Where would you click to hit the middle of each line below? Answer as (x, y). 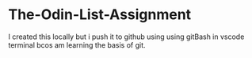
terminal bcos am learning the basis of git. (77, 44)
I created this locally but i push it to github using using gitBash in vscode (126, 37)
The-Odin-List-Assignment (100, 15)
